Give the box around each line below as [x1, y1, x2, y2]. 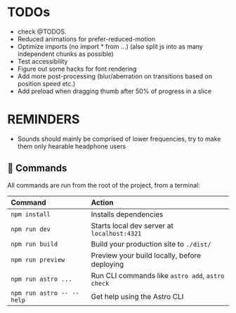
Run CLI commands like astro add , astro [91, 270, 225, 280]
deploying [91, 259, 124, 269]
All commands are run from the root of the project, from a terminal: [7, 181, 200, 189]
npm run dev [11, 225, 51, 233]
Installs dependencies [91, 209, 164, 219]
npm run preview [11, 256, 65, 263]
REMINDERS [7, 111, 80, 127]
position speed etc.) [17, 79, 76, 88]
